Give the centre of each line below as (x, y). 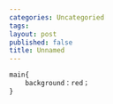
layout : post (33, 34)
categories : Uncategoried (56, 17)
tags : (19, 26)
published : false (41, 42)
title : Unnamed (37, 51)
